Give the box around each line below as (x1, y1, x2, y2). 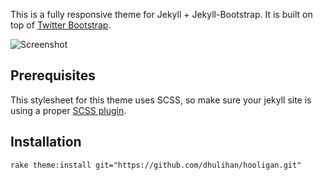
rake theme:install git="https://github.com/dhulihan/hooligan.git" (10, 160, 302, 170)
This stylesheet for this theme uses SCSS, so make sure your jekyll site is (10, 94, 312, 106)
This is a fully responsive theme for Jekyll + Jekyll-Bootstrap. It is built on (10, 9, 313, 20)
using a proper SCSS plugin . (10, 104, 127, 116)
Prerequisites (10, 67, 96, 84)
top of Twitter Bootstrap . (10, 19, 112, 31)
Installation (10, 134, 82, 151)
